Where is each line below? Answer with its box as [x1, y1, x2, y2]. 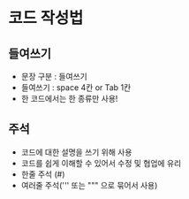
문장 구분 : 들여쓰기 [20, 72, 87, 81]
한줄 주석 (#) [20, 169, 65, 180]
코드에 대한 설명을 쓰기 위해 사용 [20, 147, 132, 157]
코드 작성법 [8, 8, 84, 28]
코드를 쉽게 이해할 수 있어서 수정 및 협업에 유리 [20, 157, 182, 168]
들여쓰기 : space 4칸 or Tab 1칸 [20, 82, 132, 93]
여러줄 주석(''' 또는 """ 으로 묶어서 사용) [20, 180, 158, 190]
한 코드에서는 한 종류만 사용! [20, 94, 118, 103]
